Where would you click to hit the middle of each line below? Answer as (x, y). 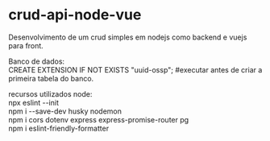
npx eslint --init (33, 102)
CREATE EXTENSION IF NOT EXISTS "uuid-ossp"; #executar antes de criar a (135, 69)
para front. (26, 45)
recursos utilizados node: (50, 93)
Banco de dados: (37, 61)
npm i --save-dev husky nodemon (65, 111)
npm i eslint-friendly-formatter (59, 128)
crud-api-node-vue (75, 15)
